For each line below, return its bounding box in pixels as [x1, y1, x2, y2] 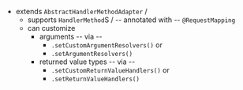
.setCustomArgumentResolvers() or [50, 40, 163, 50]
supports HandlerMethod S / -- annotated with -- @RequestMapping [27, 15, 236, 24]
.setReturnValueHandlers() [50, 75, 140, 83]
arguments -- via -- [39, 32, 103, 41]
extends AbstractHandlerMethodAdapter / [15, 7, 148, 16]
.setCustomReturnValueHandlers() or [50, 66, 170, 74]
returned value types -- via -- [39, 57, 136, 66]
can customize [27, 24, 76, 32]
